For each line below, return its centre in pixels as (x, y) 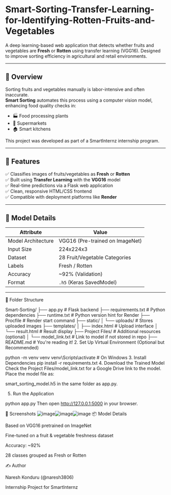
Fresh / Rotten (75, 266)
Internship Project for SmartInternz (42, 487)
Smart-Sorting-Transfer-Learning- (80, 9)
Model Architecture (31, 241)
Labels (16, 266)
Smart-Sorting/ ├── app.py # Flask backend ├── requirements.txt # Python (85, 310)
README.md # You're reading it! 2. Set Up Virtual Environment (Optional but (85, 342)
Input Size (20, 249)
